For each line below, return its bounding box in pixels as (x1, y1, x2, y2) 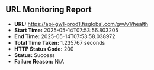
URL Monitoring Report (5, 5, 92, 15)
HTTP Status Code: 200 (14, 45, 74, 52)
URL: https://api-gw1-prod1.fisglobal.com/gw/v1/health (14, 20, 149, 27)
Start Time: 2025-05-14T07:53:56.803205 (14, 26, 119, 34)
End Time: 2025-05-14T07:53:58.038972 (14, 32, 115, 40)
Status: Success (14, 51, 55, 58)
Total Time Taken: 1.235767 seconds (14, 39, 105, 46)
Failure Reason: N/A (14, 58, 65, 65)
